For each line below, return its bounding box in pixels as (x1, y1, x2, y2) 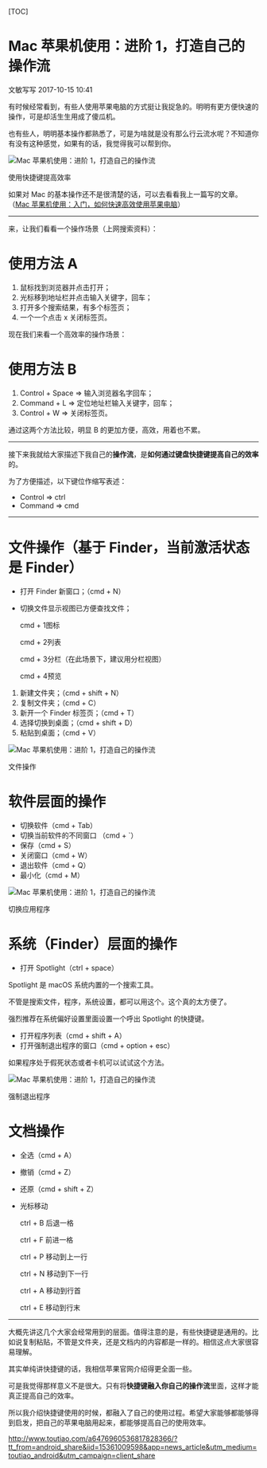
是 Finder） (8, 559, 83, 576)
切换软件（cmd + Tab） (19, 820, 98, 830)
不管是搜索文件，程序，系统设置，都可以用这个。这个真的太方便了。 (8, 996, 231, 1007)
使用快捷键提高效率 (8, 172, 72, 182)
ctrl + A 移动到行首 (19, 1285, 81, 1295)
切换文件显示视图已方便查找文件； (19, 603, 132, 613)
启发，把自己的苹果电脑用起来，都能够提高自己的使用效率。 (14, 1418, 211, 1427)
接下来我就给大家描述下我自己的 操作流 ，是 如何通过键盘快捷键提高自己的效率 (8, 449, 259, 459)
